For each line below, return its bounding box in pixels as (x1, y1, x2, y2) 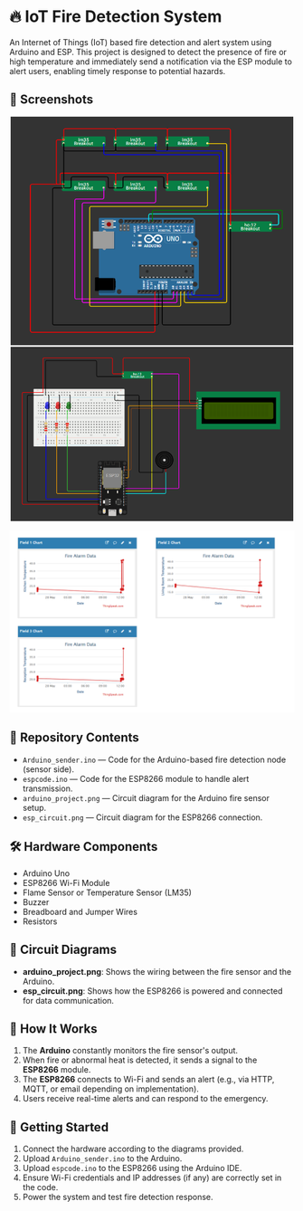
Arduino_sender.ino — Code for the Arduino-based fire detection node (22, 754, 287, 765)
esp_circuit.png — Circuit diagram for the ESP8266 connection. (22, 812, 263, 823)
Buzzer (22, 896, 50, 907)
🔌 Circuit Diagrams (9, 942, 118, 958)
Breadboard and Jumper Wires (22, 906, 138, 917)
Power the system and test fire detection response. (22, 1192, 213, 1203)
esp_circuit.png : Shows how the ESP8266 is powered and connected (22, 985, 283, 996)
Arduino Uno (22, 867, 71, 879)
